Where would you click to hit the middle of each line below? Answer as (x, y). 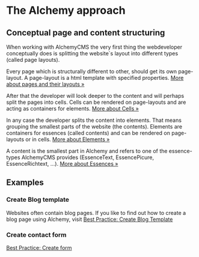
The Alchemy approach (66, 11)
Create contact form (37, 235)
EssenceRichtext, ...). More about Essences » (62, 164)
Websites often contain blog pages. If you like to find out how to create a (96, 213)
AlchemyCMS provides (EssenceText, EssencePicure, (88, 157)
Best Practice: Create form (39, 247)
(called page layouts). (33, 60)
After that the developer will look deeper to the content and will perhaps (95, 96)
